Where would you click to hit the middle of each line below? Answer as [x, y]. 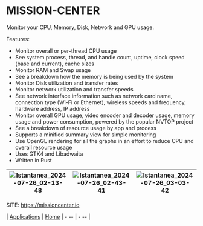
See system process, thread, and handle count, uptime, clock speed [100, 57]
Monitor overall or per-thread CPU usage [66, 51]
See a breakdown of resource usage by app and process [86, 128]
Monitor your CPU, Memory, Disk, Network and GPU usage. [80, 27]
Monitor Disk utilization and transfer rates [66, 83]
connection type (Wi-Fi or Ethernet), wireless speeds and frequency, [100, 102]
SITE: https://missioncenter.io [43, 205]
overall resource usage [43, 147]
